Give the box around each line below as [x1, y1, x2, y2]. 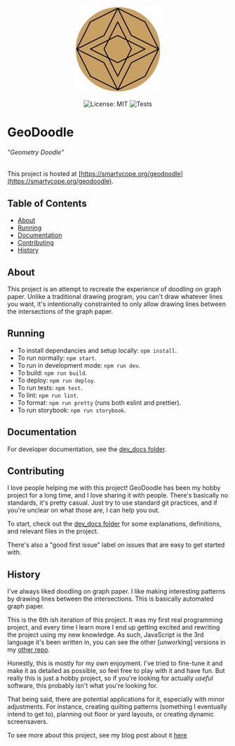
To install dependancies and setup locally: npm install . [17, 346, 177, 354]
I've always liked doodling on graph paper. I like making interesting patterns [7, 587, 226, 596]
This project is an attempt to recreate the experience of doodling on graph [7, 285, 222, 293]
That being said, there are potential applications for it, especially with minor [7, 695, 225, 704]
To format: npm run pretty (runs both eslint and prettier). [17, 398, 182, 406]
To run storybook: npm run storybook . [17, 406, 126, 414]
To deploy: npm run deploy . [17, 375, 96, 385]
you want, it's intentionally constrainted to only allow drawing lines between [7, 300, 227, 308]
